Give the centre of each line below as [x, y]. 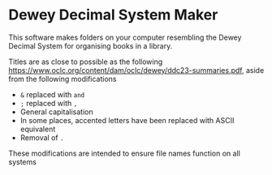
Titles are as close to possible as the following [86, 62]
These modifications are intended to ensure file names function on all [125, 153]
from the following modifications [63, 79]
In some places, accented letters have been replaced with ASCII [127, 120]
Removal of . [42, 137]
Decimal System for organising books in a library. [91, 45]
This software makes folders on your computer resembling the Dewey [125, 37]
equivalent [38, 129]
